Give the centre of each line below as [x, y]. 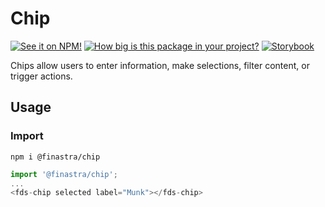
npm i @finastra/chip [55, 157]
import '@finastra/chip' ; [64, 174]
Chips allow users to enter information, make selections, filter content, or [160, 65]
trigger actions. [41, 76]
